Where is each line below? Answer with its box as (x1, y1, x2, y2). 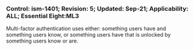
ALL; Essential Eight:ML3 (6, 12, 79, 20)
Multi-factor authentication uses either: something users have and (6, 25, 166, 32)
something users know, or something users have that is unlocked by (6, 31, 171, 38)
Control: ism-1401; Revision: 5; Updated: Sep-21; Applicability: (6, 5, 189, 13)
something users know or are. (6, 37, 78, 45)
